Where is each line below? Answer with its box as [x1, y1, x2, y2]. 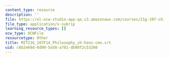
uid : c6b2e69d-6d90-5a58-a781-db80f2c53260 [5, 45, 98, 50]
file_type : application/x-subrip [5, 21, 75, 27]
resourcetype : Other [5, 36, 49, 41]
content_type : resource [5, 7, 55, 13]
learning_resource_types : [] [5, 26, 66, 31]
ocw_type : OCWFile [5, 31, 44, 36]
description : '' [5, 12, 39, 17]
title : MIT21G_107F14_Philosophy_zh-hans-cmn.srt [5, 40, 112, 45]
